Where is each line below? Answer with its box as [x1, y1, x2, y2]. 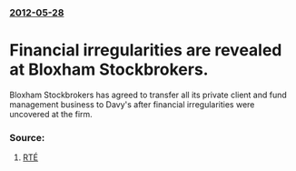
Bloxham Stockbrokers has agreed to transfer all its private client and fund [9, 89, 288, 100]
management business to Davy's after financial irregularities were [9, 98, 255, 110]
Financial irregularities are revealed [9, 40, 282, 61]
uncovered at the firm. [9, 108, 93, 119]
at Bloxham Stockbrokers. [9, 59, 209, 80]
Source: [9, 131, 45, 144]
